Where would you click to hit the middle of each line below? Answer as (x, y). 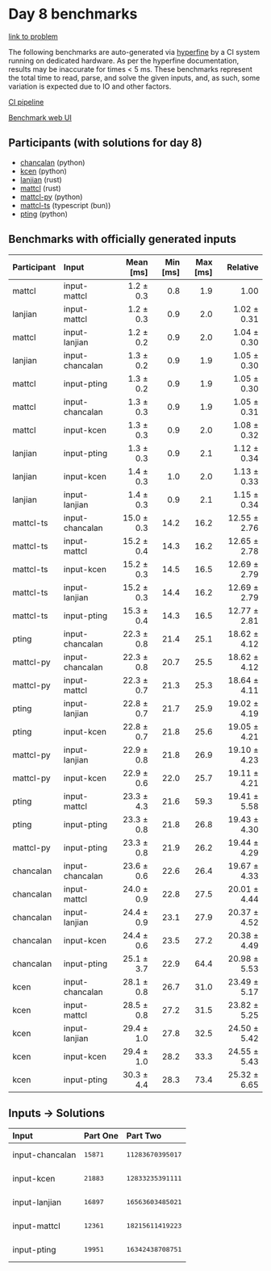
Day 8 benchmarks (73, 14)
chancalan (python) (52, 162)
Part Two (144, 1136)
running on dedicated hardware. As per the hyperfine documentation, (124, 61)
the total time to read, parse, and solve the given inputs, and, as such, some (134, 77)
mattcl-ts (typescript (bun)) (65, 205)
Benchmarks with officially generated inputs (122, 239)
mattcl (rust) (41, 188)
